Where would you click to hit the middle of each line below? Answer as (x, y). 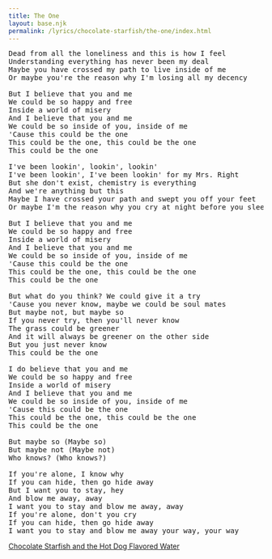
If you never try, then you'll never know (94, 321)
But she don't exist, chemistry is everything (102, 183)
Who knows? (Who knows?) (57, 458)
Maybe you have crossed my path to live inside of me (117, 70)
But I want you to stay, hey (66, 491)
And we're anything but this (66, 191)
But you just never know (57, 345)
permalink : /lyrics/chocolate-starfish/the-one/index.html (110, 31)
